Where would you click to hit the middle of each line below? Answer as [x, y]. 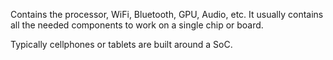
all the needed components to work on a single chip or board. [137, 25]
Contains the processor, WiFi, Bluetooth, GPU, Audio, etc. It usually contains [167, 14]
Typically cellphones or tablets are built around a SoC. [121, 44]
